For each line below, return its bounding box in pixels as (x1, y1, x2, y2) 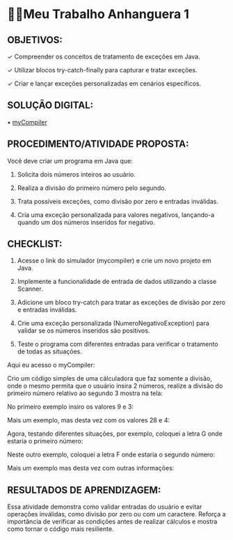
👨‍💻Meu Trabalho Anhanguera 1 (7, 6, 190, 22)
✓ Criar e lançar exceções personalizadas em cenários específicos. (7, 79, 202, 88)
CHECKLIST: (7, 238, 63, 250)
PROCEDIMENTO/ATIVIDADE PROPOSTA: (7, 138, 189, 150)
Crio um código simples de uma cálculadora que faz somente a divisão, (7, 374, 212, 383)
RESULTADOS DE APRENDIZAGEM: (7, 484, 161, 496)
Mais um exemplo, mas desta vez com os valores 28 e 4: (7, 416, 170, 424)
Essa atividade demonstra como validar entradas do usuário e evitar (7, 502, 202, 511)
